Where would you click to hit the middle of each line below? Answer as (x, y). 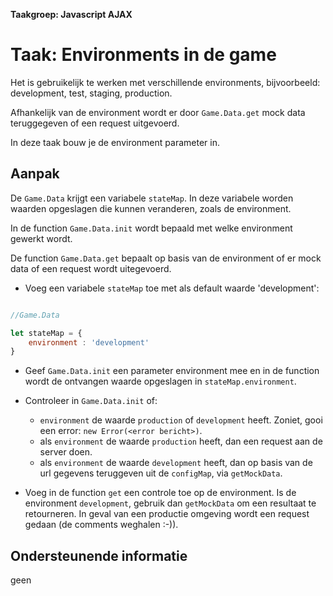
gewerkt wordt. (41, 238)
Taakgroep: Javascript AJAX (71, 14)
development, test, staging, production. (91, 93)
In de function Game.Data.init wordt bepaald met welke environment (151, 228)
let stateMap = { (46, 333)
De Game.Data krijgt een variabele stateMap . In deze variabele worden (152, 198)
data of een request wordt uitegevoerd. (91, 268)
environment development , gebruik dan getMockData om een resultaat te (170, 503)
